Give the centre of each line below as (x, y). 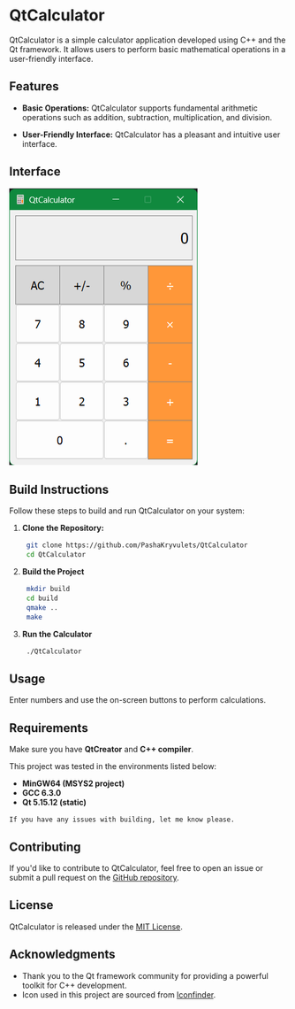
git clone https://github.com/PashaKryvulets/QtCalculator (137, 545)
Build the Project (53, 572)
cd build (42, 598)
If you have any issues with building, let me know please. (122, 820)
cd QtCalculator (56, 555)
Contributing (45, 847)
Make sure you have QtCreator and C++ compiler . (102, 750)
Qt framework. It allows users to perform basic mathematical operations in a (147, 49)
